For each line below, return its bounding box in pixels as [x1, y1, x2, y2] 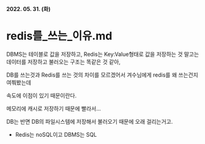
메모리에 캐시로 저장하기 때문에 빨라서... [6, 105, 101, 112]
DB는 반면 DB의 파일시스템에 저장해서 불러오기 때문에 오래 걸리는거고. [6, 118, 173, 125]
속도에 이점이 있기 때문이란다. [6, 91, 77, 99]
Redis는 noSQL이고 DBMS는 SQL [15, 131, 97, 138]
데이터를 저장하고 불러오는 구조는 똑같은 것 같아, [6, 58, 121, 66]
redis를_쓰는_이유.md [6, 29, 113, 43]
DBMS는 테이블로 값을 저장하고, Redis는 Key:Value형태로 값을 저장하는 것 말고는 [6, 50, 199, 58]
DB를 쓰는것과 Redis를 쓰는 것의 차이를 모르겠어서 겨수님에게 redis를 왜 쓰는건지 [6, 71, 199, 78]
